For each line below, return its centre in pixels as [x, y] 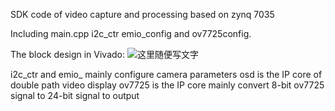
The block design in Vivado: [68, 54]
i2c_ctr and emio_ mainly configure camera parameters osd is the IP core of [166, 74]
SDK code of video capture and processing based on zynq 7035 [142, 14]
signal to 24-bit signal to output [75, 95]
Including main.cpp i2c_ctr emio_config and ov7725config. [131, 33]
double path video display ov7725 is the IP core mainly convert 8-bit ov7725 [167, 85]
